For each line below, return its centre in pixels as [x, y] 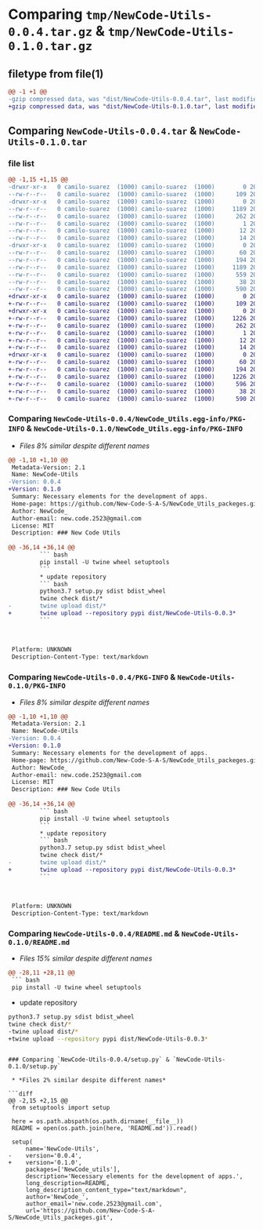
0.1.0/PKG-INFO [37, 686]
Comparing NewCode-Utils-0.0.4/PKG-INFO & [92, 677]
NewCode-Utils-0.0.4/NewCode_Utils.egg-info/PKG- [150, 419]
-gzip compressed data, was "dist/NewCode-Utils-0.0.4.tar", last [119, 99]
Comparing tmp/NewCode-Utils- [110, 15]
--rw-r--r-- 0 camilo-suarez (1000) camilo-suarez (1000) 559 [127, 275]
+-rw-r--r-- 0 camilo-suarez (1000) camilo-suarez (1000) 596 [127, 384]
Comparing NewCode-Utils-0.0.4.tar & [103, 131]
